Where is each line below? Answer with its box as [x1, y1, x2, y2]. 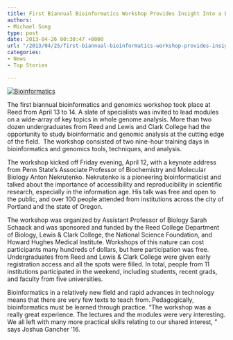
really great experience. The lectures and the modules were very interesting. [7, 310, 226, 318]
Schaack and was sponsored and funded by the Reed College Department [7, 223, 220, 231]
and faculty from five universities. [7, 275, 103, 283]
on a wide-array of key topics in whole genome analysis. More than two [7, 115, 212, 124]
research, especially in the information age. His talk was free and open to [7, 187, 216, 196]
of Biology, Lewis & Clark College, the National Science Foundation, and [7, 230, 213, 239]
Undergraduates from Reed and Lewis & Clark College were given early [7, 253, 212, 261]
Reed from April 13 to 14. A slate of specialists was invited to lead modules [7, 108, 219, 116]
